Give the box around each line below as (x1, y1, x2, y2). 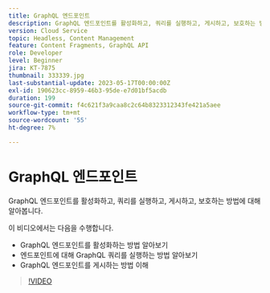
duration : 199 (8, 94, 56, 102)
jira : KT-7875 (8, 64, 56, 72)
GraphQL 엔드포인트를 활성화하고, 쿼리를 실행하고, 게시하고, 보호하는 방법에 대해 (8, 196, 261, 206)
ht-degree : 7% (8, 124, 56, 132)
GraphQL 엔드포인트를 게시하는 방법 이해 (19, 260, 149, 270)
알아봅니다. (8, 206, 43, 215)
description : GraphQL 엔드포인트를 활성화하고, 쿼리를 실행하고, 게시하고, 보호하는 (8, 19, 256, 27)
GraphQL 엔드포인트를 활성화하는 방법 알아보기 (19, 240, 169, 250)
